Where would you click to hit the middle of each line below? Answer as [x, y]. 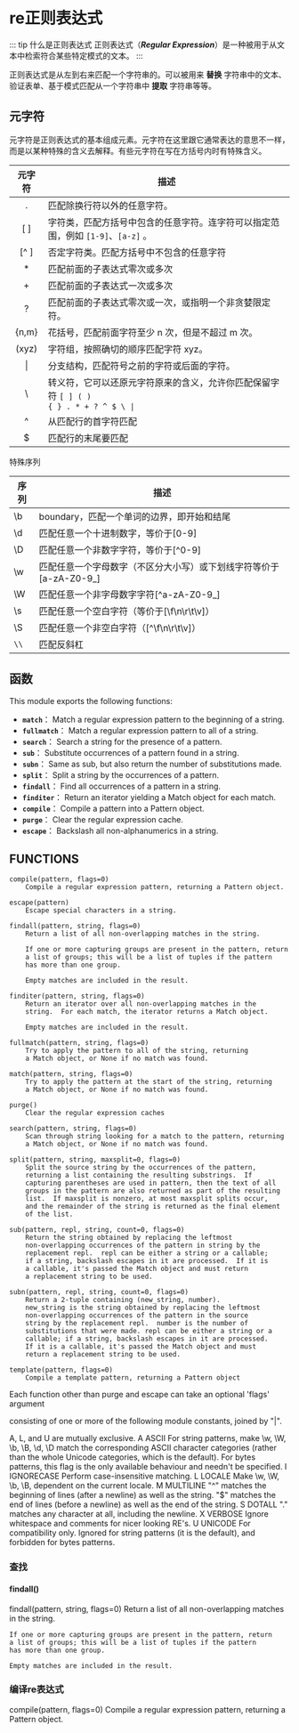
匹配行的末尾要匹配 [88, 438]
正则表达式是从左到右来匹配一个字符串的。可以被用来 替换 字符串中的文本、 [148, 74]
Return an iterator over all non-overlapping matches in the [141, 1004]
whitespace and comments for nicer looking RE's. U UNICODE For [130, 1524]
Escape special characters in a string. [101, 911]
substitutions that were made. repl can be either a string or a [149, 1332]
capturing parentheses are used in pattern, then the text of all [151, 1183]
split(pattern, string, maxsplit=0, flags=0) [95, 1160]
